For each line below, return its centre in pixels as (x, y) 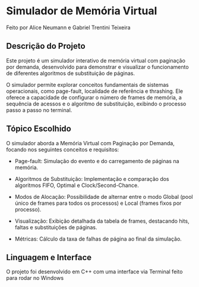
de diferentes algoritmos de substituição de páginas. (71, 73)
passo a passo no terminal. (39, 110)
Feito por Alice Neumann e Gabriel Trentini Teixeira (68, 27)
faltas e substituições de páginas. (56, 227)
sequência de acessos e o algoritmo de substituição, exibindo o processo (96, 104)
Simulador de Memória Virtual (82, 11)
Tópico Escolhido (39, 129)
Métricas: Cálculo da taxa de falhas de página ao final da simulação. (98, 239)
